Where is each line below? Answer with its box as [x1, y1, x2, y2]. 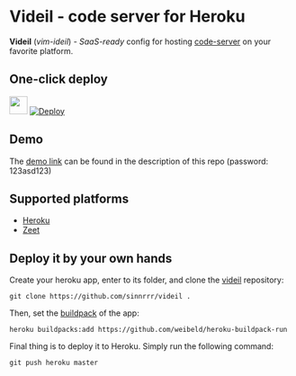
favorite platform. [9, 45, 74, 56]
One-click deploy [9, 72, 108, 87]
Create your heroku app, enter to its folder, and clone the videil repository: [9, 274, 284, 285]
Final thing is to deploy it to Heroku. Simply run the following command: [9, 341, 274, 352]
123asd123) [9, 165, 52, 176]
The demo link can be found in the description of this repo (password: [9, 156, 269, 166]
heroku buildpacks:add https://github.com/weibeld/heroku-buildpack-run [9, 326, 288, 335]
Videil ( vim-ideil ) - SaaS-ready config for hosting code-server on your [9, 36, 272, 47]
